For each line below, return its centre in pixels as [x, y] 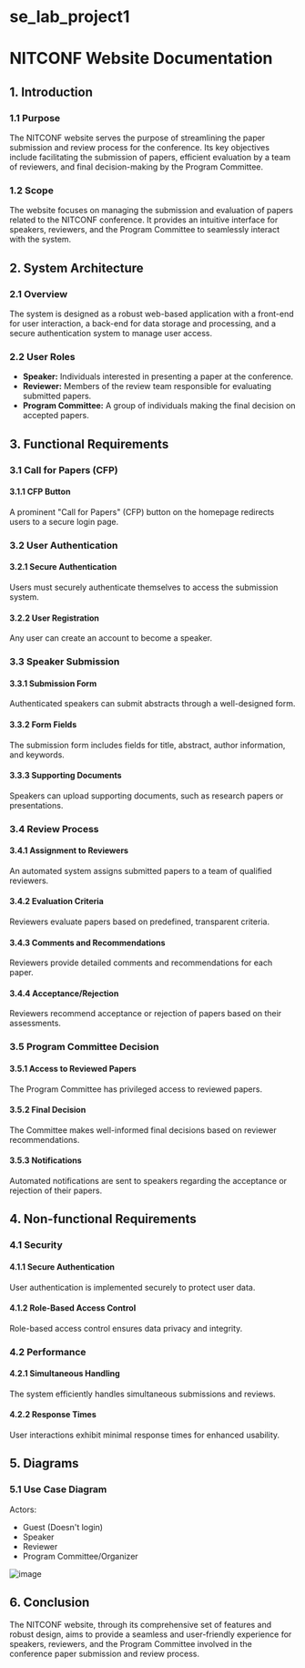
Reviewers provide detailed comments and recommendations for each [141, 963]
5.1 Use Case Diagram [58, 1489]
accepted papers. [56, 416]
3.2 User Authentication [64, 545]
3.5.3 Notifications [46, 1160]
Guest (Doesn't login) [62, 1527]
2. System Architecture [76, 268]
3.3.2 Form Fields [43, 724]
